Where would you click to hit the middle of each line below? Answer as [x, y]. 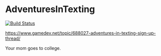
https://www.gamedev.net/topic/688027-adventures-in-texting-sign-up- [80, 33]
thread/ [13, 38]
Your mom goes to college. [33, 48]
